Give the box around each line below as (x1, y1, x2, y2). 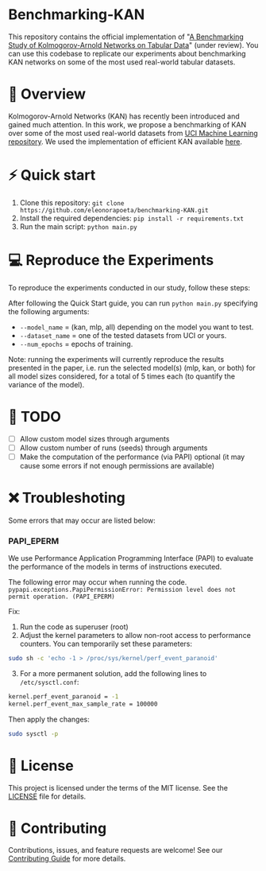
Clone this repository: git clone (19, 197, 125, 208)
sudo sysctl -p (8, 729, 59, 737)
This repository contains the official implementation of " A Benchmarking (8, 32, 244, 41)
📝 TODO (8, 407, 62, 426)
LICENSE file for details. (8, 791, 87, 801)
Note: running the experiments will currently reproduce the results (8, 354, 225, 364)
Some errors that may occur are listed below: (8, 515, 156, 525)
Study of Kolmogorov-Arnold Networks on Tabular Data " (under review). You (8, 40, 259, 49)
